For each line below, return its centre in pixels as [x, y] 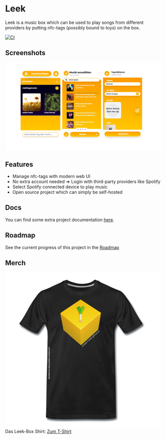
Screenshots [25, 53]
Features [19, 164]
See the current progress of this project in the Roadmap [62, 247]
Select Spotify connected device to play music [60, 187]
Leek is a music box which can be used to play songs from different [74, 22]
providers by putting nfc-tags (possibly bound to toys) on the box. [73, 27]
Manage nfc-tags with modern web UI [51, 176]
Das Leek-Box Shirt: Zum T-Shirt [38, 431]
